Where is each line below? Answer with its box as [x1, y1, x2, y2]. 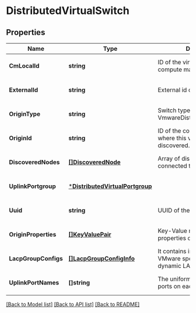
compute [157, 65, 183, 74]
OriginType [9, 110, 41, 118]
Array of [157, 155, 180, 162]
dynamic [157, 262, 182, 270]
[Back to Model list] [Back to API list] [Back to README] [6, 301, 140, 308]
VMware [157, 255, 181, 262]
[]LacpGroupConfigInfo [68, 255, 135, 262]
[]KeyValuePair [68, 231, 112, 238]
